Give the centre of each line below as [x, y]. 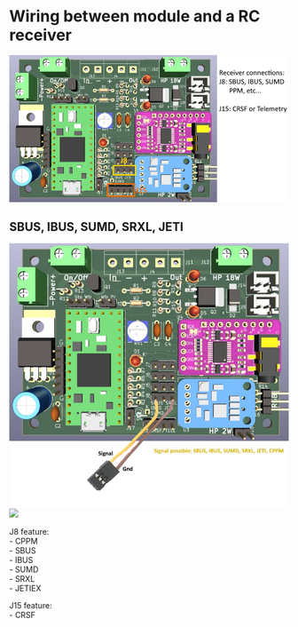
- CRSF [22, 615]
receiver [41, 35]
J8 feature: [29, 531]
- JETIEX [25, 588]
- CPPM [24, 541]
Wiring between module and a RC [135, 16]
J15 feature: [31, 605]
